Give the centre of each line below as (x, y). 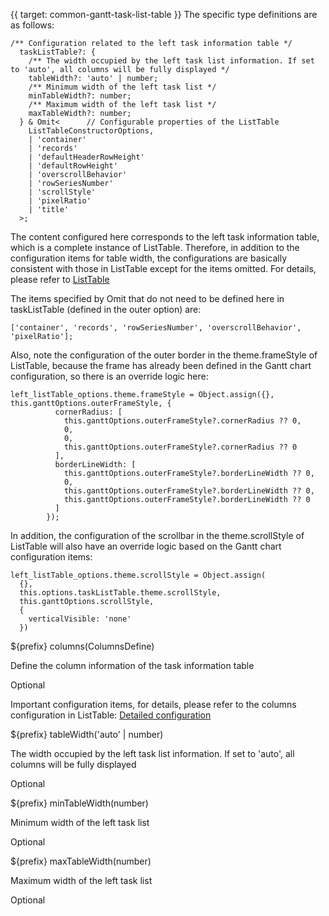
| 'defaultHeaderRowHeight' (86, 157)
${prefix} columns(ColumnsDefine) (82, 646)
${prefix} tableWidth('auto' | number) (87, 734)
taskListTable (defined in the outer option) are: (106, 309)
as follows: (32, 25)
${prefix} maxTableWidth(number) (81, 861)
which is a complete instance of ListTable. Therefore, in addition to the (155, 247)
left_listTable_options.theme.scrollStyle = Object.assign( (138, 575)
